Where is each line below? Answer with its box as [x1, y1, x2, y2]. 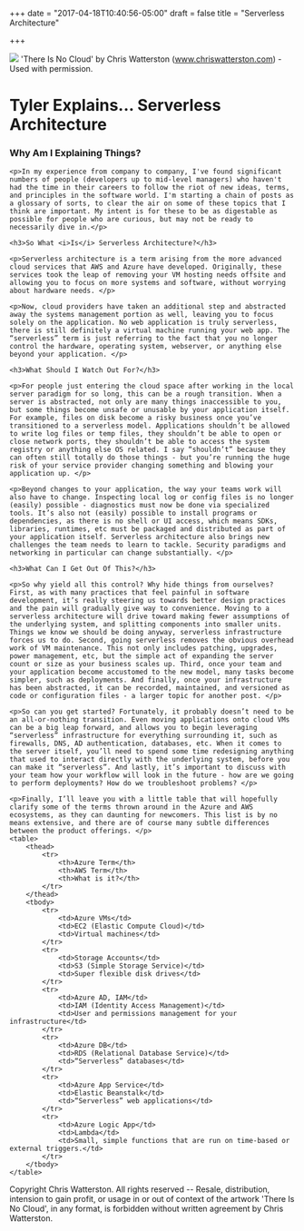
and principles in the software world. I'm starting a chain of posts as [9, 191, 295, 201]
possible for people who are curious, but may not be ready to [9, 215, 254, 224]
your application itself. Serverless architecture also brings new [9, 533, 270, 542]
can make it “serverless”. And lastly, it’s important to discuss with [9, 763, 286, 773]
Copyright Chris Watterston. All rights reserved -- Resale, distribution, [9, 1184, 270, 1195]
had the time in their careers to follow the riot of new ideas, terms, [9, 183, 290, 192]
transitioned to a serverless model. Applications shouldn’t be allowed [9, 421, 290, 430]
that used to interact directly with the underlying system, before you [9, 755, 290, 764]
